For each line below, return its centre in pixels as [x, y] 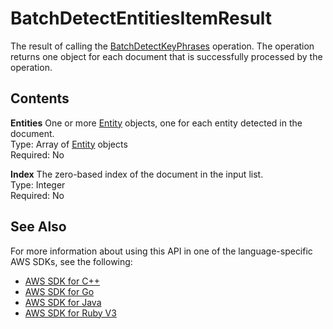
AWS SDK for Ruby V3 [70, 313]
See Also [38, 227]
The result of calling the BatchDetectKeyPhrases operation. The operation [162, 46]
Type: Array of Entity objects [69, 144]
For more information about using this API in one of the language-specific [161, 251]
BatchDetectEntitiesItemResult [141, 18]
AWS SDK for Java [63, 302]
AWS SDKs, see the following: [71, 261]
